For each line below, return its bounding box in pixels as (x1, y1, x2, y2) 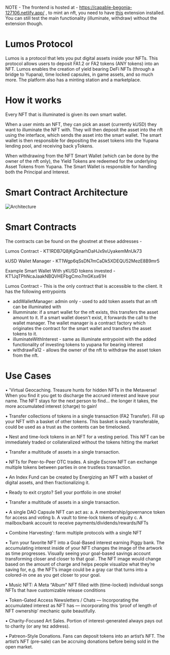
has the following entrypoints (5, 288, 66, 294)
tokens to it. (12, 331, 38, 337)
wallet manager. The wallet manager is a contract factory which (12, 320, 146, 326)
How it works (5, 95, 62, 106)
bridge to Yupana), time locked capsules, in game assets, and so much (5, 71, 153, 77)
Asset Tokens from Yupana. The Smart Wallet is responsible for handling (5, 163, 157, 169)
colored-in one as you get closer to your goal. (5, 572, 101, 578)
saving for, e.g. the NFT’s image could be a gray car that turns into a (5, 567, 148, 573)
